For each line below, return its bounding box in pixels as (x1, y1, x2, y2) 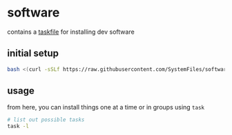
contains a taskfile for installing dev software (7, 28, 135, 36)
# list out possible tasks (7, 116, 85, 123)
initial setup (7, 48, 59, 59)
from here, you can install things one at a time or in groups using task (7, 103, 205, 112)
